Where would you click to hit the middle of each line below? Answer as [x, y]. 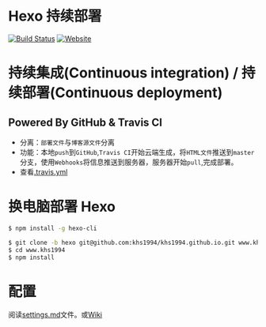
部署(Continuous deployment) [123, 93]
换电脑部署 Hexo [62, 207]
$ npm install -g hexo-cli [53, 228]
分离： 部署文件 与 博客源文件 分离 [67, 142]
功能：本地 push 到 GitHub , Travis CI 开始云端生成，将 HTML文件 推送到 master [137, 152]
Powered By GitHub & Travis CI [85, 122]
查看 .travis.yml [44, 171]
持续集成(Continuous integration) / [123, 73]
